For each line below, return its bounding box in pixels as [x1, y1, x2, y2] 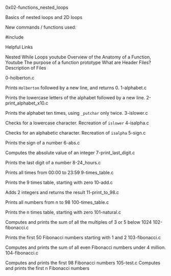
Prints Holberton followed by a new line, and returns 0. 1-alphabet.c [5, 84, 147, 91]
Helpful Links [5, 44, 33, 50]
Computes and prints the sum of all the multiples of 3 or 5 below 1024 [5, 219, 152, 225]
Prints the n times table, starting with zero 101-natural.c [5, 209, 121, 215]
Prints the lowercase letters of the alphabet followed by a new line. [5, 95, 145, 100]
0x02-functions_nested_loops [5, 5, 68, 10]
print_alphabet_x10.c [5, 100, 48, 106]
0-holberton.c [5, 75, 35, 81]
